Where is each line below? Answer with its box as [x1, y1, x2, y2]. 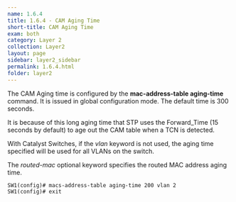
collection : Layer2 [7, 43, 65, 50]
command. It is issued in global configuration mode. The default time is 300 [7, 96, 229, 105]
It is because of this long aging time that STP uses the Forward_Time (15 [7, 118, 219, 126]
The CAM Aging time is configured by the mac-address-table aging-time [7, 89, 224, 98]
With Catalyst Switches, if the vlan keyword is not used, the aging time [7, 139, 215, 147]
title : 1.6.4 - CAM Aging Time [7, 17, 100, 24]
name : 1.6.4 [7, 10, 43, 18]
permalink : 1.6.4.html [7, 63, 75, 70]
